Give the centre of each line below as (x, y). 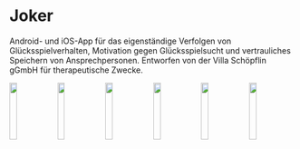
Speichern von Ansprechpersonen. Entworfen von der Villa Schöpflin (138, 60)
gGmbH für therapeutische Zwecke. (76, 70)
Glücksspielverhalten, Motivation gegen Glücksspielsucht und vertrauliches (150, 50)
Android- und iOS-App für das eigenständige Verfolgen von (121, 41)
